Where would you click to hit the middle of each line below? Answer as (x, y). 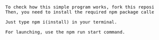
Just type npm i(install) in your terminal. (61, 22)
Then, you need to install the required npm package (72, 12)
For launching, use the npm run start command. (65, 32)
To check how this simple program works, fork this (70, 7)
